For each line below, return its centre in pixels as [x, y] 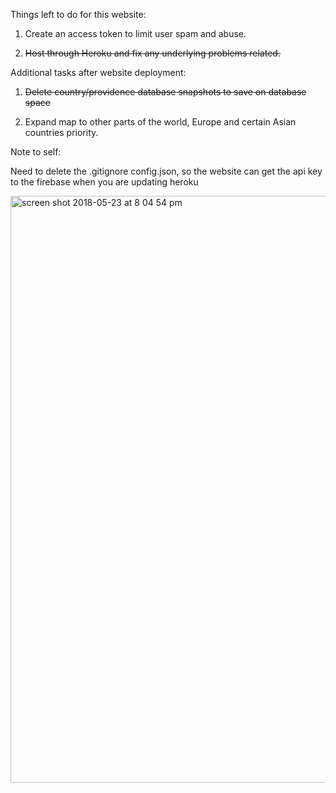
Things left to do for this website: [78, 14]
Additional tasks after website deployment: [98, 72]
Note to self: [36, 152]
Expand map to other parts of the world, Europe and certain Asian [160, 122]
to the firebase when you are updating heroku [104, 182]
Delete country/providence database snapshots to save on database [165, 92]
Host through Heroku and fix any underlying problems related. [152, 53]
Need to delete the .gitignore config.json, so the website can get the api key [166, 171]
